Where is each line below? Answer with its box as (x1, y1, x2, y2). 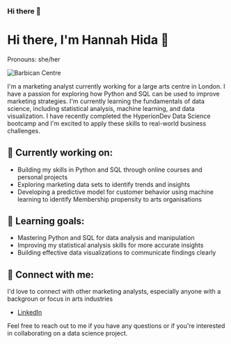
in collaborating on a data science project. (7, 329, 128, 338)
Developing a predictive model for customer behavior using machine (17, 188, 214, 196)
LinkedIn (17, 308, 42, 317)
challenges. (7, 126, 40, 135)
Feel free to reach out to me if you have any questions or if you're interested (7, 322, 225, 330)
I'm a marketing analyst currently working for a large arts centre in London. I (7, 82, 225, 90)
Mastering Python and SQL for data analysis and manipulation (17, 234, 195, 242)
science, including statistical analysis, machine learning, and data (7, 104, 195, 112)
